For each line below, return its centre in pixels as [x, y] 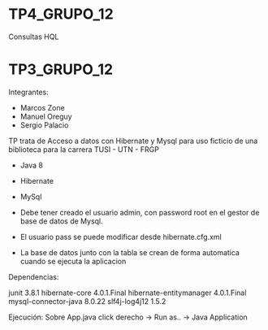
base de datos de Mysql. [61, 221]
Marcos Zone [42, 107]
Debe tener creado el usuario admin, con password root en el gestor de [140, 212]
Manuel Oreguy [46, 116]
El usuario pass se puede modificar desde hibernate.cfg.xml [121, 237]
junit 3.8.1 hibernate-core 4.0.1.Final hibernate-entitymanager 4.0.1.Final [128, 293]
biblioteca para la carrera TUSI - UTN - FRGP [84, 149]
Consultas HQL [34, 37]
